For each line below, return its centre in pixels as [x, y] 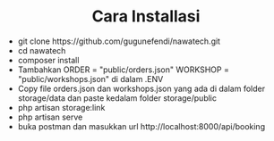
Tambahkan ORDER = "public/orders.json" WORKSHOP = [124, 70]
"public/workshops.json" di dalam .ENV [90, 79]
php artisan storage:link [61, 107]
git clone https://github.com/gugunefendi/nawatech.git [119, 41]
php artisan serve [50, 117]
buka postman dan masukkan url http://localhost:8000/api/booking [141, 126]
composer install [48, 60]
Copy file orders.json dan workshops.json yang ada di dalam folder [141, 88]
